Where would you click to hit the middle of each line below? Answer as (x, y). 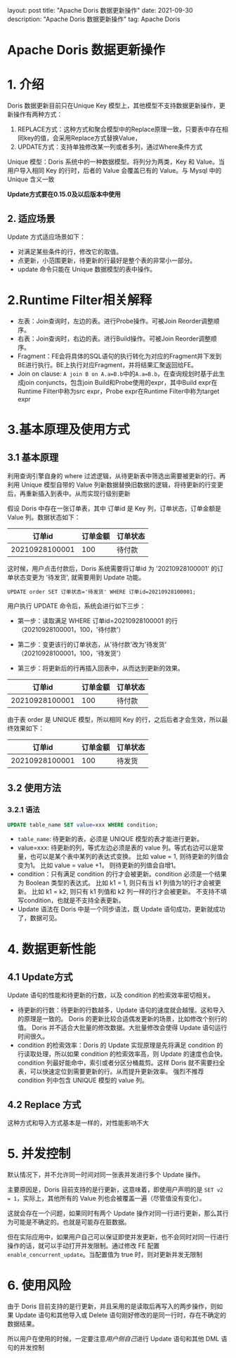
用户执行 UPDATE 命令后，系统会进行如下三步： (77, 605)
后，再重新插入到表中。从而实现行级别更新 (69, 493)
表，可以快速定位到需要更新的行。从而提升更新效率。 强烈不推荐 (111, 1072)
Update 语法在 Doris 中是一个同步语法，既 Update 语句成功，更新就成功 (122, 909)
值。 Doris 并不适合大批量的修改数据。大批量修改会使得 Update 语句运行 (122, 1028)
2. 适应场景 (31, 219)
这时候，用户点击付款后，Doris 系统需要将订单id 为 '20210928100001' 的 (112, 568)
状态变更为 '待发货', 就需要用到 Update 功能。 (79, 577)
